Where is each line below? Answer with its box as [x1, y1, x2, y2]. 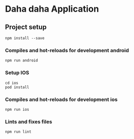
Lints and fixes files [5, 118, 53, 125]
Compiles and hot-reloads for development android [5, 47, 129, 54]
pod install [5, 84, 29, 90]
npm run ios [5, 107, 29, 112]
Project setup [5, 23, 47, 31]
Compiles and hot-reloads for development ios [5, 96, 118, 103]
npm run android [5, 58, 38, 63]
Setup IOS [5, 69, 29, 76]
